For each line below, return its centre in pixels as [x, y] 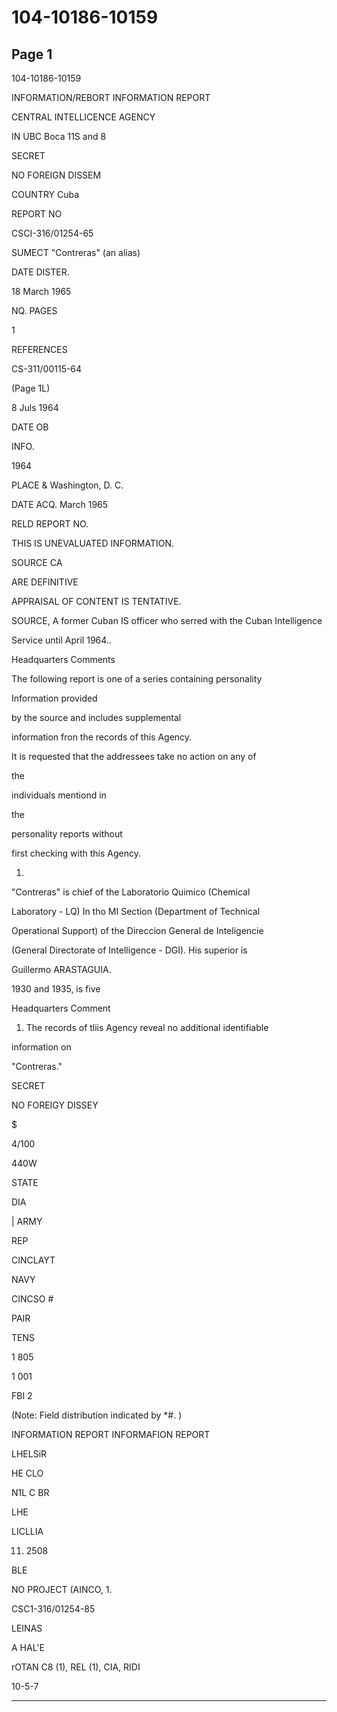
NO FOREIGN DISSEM [56, 175]
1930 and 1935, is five [56, 989]
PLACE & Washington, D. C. [67, 485]
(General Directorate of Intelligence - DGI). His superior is [129, 950]
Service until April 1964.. [61, 640]
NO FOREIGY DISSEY [55, 1105]
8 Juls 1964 [35, 407]
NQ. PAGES [34, 310]
